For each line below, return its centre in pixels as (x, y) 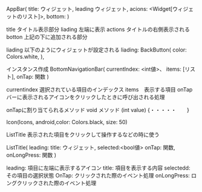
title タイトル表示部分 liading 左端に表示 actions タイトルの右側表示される (98, 29)
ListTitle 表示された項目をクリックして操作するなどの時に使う (83, 134)
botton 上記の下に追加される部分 (47, 37)
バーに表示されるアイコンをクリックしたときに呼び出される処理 (86, 97)
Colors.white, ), (25, 57)
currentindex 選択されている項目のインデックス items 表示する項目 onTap (99, 89)
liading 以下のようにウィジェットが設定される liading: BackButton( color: (97, 50)
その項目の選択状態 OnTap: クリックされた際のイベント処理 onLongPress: (98, 175)
